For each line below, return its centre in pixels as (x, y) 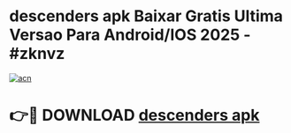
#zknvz (37, 54)
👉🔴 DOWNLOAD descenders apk (134, 115)
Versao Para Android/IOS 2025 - (130, 35)
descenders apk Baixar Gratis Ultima (146, 16)
